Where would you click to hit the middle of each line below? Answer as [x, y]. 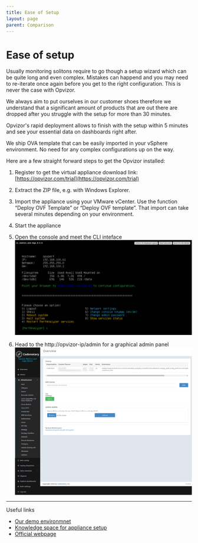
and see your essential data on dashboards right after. [72, 132]
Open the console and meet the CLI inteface [68, 237]
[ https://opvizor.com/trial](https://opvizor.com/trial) [77, 179]
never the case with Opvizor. [41, 90]
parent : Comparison [30, 25]
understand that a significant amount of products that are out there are [92, 108]
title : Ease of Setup [33, 12]
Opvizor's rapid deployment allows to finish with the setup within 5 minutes [97, 126]
